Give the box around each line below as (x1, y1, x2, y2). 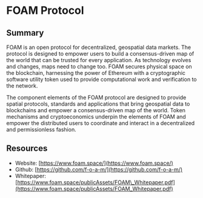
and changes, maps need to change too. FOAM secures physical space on (6, 63, 192, 70)
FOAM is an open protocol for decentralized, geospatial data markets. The (6, 43, 191, 51)
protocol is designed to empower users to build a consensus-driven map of (6, 50, 195, 57)
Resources (6, 143, 48, 154)
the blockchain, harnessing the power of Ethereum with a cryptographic (6, 69, 186, 76)
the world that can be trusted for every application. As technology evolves (6, 57, 191, 63)
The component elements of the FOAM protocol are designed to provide (6, 94, 187, 101)
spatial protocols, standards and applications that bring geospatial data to (6, 100, 190, 107)
